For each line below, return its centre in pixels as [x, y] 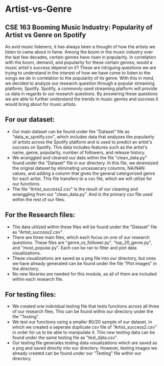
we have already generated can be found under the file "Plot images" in [84, 263]
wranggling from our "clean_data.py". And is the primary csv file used [82, 194]
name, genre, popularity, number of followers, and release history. [79, 152]
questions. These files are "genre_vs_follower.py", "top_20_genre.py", [82, 243]
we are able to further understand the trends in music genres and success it [82, 99]
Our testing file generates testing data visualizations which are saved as [85, 343]
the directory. [26, 269]
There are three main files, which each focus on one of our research [81, 237]
